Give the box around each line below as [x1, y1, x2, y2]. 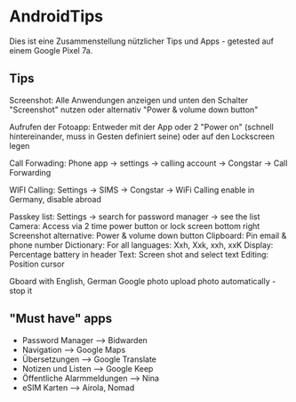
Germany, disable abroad [9, 193, 102, 204]
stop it [9, 285, 33, 296]
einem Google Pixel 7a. [9, 45, 93, 55]
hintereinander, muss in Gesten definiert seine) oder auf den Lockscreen [9, 131, 276, 142]
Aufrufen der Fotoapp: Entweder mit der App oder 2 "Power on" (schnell [9, 121, 274, 132]
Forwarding [9, 167, 52, 177]
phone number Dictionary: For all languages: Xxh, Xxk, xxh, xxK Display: [9, 239, 274, 250]
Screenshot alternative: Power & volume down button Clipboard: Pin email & [9, 230, 287, 241]
